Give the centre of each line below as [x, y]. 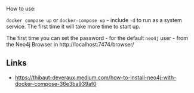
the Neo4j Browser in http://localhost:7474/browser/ [70, 44]
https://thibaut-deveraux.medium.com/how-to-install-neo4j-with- [96, 77]
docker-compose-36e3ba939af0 [56, 83]
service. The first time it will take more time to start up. [73, 27]
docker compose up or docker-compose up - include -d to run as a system [94, 20]
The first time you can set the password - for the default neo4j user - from [97, 38]
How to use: [21, 9]
